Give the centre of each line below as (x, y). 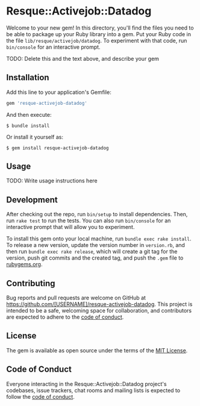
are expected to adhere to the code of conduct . (65, 317)
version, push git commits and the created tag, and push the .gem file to (95, 258)
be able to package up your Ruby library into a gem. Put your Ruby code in (99, 34)
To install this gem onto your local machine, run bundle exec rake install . (99, 239)
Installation (28, 77)
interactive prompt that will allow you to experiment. (70, 227)
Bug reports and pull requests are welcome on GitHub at (76, 298)
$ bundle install (28, 126)
